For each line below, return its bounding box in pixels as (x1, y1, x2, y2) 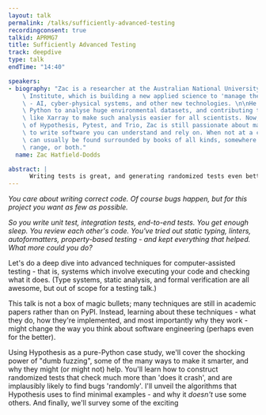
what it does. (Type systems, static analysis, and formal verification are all (8, 275, 249, 285)
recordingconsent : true (8, 26, 87, 34)
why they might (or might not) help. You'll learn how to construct (8, 364, 218, 374)
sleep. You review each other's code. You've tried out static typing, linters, (8, 226, 252, 236)
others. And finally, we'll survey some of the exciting (8, 398, 179, 408)
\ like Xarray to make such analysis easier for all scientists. (22, 114, 243, 123)
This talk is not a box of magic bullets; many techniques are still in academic (8, 299, 256, 308)
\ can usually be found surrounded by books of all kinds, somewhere (22, 136, 257, 144)
